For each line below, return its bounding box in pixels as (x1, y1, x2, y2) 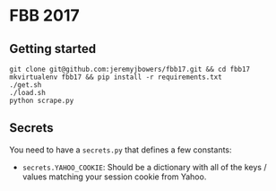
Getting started (9, 41, 97, 56)
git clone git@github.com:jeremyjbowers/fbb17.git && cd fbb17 (9, 65, 251, 74)
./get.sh (9, 81, 42, 90)
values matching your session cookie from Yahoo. (22, 171, 207, 182)
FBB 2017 (9, 5, 80, 26)
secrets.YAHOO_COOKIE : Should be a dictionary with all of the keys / (22, 161, 267, 172)
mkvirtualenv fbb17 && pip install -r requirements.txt (9, 73, 222, 82)
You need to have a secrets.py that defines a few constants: (9, 144, 232, 155)
